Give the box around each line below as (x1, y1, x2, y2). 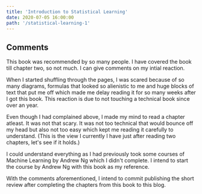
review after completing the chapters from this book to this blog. (6, 181, 166, 189)
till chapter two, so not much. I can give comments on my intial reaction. (6, 64, 185, 72)
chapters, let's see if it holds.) (6, 139, 80, 146)
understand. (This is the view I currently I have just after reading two (6, 133, 176, 140)
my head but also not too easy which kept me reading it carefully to (6, 126, 174, 133)
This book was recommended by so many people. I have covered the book (6, 58, 192, 65)
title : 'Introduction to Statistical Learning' (6, 8, 128, 15)
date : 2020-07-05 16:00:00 (6, 14, 74, 20)
